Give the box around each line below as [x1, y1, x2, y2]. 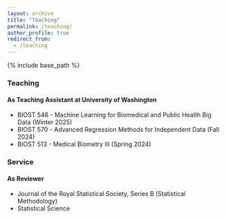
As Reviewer [7, 174, 44, 183]
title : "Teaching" [7, 17, 60, 23]
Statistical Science [17, 204, 70, 212]
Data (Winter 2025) [17, 118, 73, 126]
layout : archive [7, 10, 54, 17]
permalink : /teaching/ [7, 23, 73, 30]
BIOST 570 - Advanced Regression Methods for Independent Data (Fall [17, 126, 220, 134]
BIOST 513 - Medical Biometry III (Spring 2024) [17, 140, 151, 148]
